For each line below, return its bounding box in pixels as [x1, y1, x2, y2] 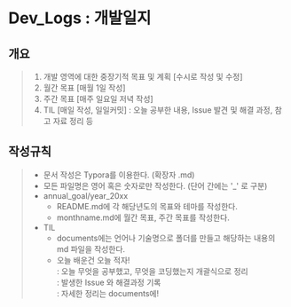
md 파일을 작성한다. [56, 243, 126, 254]
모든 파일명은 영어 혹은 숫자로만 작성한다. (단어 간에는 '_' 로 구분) [43, 180, 268, 191]
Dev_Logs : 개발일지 [8, 8, 152, 28]
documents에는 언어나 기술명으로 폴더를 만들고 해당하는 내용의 [56, 232, 276, 243]
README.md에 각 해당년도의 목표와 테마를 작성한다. [56, 201, 239, 211]
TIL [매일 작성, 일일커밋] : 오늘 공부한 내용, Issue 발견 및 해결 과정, [43, 105, 273, 115]
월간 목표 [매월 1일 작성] [43, 83, 126, 93]
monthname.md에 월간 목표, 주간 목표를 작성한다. [56, 212, 230, 223]
